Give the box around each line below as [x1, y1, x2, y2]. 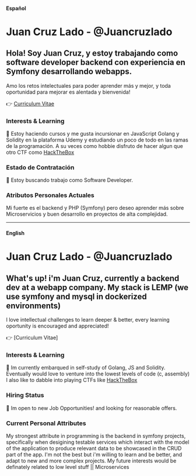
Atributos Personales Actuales [6, 191, 94, 199]
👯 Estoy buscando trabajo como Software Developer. [6, 177, 133, 184]
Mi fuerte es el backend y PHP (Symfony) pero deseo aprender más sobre [6, 205, 184, 212]
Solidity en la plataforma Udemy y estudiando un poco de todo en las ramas [6, 136, 188, 143]
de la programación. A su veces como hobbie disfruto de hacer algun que [6, 142, 183, 149]
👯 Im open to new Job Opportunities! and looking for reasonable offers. [6, 404, 177, 412]
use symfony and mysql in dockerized [6, 291, 147, 301]
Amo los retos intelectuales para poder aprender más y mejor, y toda [6, 82, 171, 89]
